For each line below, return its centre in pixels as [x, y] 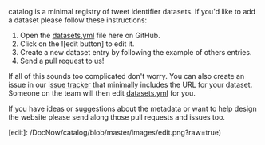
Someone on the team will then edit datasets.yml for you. [102, 93]
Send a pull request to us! [62, 61]
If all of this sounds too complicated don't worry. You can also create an [127, 76]
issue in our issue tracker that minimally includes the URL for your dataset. [131, 84]
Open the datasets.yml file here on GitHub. [90, 35]
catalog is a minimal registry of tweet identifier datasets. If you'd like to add [132, 12]
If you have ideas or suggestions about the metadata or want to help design [132, 108]
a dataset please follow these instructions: [78, 20]
